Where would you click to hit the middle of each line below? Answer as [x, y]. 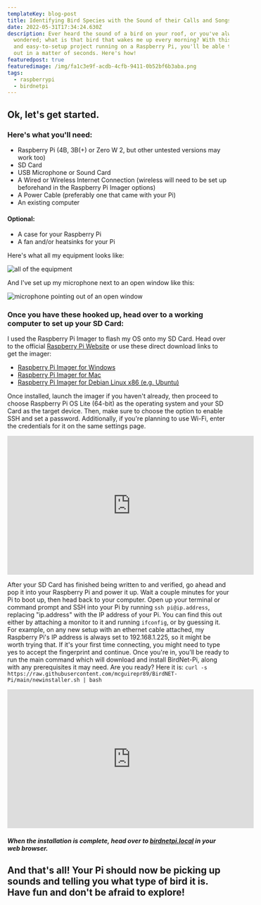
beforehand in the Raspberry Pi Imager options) [87, 187]
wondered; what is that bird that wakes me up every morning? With [115, 40]
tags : [15, 73]
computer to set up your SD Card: [66, 324]
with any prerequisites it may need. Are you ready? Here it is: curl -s [107, 667]
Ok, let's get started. [53, 115]
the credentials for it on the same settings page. [77, 426]
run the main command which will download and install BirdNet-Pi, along [112, 660]
